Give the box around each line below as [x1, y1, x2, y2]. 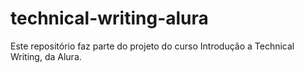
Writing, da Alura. [10, 50, 82, 62]
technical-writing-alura [10, 7, 209, 30]
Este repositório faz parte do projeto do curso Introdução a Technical [10, 40, 295, 52]
